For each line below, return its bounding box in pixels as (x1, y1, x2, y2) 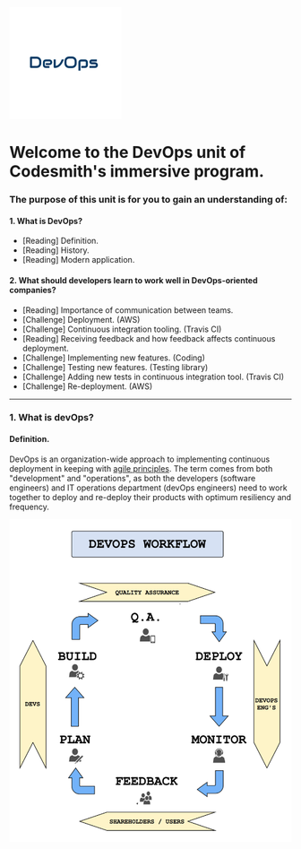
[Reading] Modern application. (21, 255, 135, 265)
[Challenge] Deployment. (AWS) (21, 314, 141, 325)
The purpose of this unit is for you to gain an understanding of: (9, 194, 288, 206)
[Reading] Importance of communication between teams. (21, 304, 234, 316)
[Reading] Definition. (21, 236, 99, 247)
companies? (9, 284, 56, 295)
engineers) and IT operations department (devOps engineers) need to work (9, 482, 288, 493)
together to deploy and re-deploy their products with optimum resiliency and (9, 491, 292, 502)
